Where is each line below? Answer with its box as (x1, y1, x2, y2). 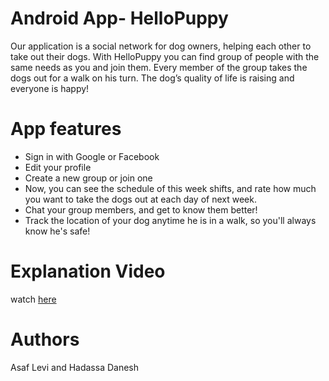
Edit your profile (24, 161, 92, 173)
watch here (10, 293, 57, 305)
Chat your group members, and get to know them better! (24, 203, 258, 216)
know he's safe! (24, 225, 91, 237)
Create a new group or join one (24, 172, 153, 184)
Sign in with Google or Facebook (24, 150, 160, 162)
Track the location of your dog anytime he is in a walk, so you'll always (24, 214, 317, 226)
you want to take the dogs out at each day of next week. (24, 193, 257, 205)
